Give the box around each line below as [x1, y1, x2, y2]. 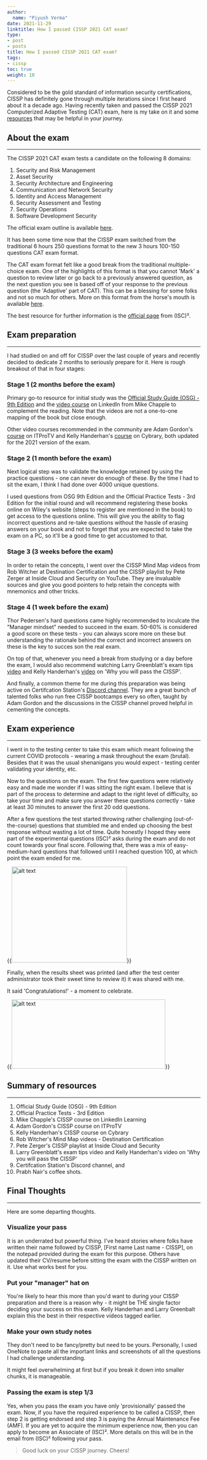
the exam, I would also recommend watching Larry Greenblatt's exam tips [7, 662, 193, 669]
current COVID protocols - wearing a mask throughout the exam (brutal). [7, 752, 191, 759]
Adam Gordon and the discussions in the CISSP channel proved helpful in [7, 700, 193, 707]
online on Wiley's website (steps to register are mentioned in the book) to [7, 506, 193, 513]
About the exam [7, 133, 69, 143]
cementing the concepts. [7, 706, 70, 713]
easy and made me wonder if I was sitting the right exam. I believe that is [7, 784, 192, 791]
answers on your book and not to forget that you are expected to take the [7, 526, 193, 533]
